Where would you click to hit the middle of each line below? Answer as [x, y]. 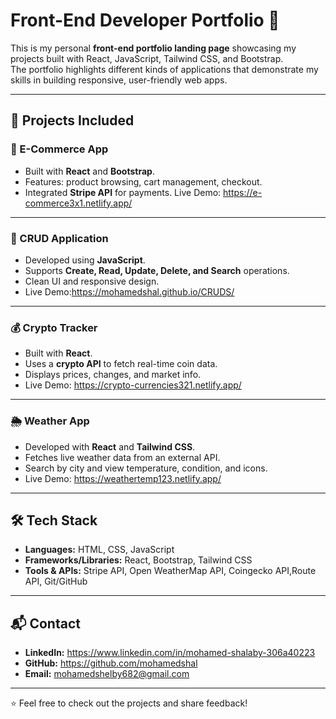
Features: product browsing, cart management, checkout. [143, 181]
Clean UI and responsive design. [92, 281]
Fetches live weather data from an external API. [122, 457]
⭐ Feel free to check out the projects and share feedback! [129, 703]
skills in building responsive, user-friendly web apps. [119, 80]
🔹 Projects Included [72, 120]
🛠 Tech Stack [54, 520]
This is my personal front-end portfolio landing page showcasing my [153, 48]
